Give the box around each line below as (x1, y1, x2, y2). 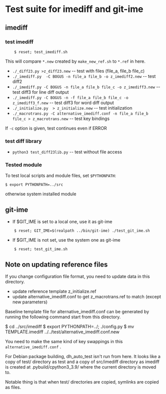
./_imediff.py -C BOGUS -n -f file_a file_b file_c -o (12, 95, 129, 100)
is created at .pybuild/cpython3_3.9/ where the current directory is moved (5, 364, 157, 370)
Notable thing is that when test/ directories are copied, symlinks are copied (5, 379, 159, 385)
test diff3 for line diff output (12, 89, 69, 95)
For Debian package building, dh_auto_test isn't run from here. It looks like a (5, 354, 161, 360)
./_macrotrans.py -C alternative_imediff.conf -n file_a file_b (12, 111, 149, 116)
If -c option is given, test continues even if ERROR (5, 125, 107, 131)
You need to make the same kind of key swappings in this (5, 339, 123, 345)
